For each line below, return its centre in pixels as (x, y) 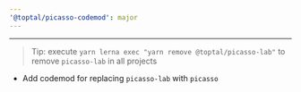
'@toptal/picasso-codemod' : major (74, 17)
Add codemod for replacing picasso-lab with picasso (120, 78)
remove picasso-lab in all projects (94, 61)
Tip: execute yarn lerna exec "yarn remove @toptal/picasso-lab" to (158, 51)
